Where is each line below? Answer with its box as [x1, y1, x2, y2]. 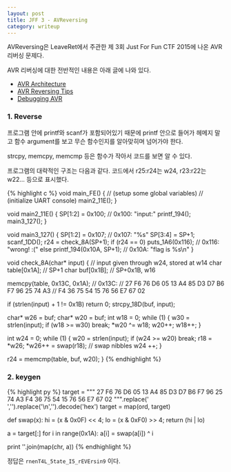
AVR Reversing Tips [17, 87, 74, 95]
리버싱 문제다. [7, 51, 45, 59]
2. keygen [7, 372, 41, 381]
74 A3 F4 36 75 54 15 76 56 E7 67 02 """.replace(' [7, 395, 150, 403]
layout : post [7, 10, 45, 17]
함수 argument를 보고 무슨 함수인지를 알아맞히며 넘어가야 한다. [14, 137, 183, 145]
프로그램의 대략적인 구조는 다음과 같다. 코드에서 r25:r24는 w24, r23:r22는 [7, 167, 207, 175]
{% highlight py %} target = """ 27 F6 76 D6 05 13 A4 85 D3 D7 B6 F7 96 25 [7, 388, 223, 396]
